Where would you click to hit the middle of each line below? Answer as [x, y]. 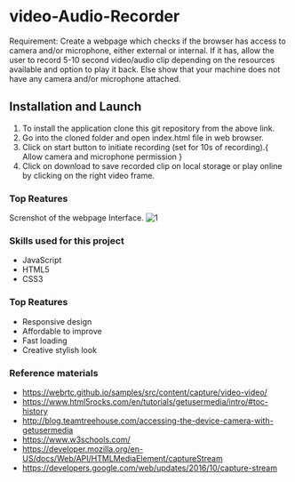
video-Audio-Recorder [95, 16]
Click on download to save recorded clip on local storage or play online [152, 165]
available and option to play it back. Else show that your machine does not [145, 69]
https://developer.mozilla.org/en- [83, 449]
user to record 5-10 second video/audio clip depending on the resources [142, 60]
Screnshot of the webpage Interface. [76, 218]
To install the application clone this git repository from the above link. [148, 128]
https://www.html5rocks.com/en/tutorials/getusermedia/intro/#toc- [145, 401]
